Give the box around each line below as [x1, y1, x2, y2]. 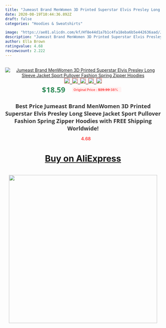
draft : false [5, 16, 32, 21]
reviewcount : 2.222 [5, 48, 45, 53]
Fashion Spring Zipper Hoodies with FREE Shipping [14, 117, 152, 125]
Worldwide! [67, 124, 99, 132]
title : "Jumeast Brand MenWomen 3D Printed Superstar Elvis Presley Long [5, 7, 161, 12]
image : [5, 30, 19, 35]
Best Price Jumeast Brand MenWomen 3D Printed [15, 102, 151, 110]
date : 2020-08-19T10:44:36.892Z [5, 12, 72, 17]
